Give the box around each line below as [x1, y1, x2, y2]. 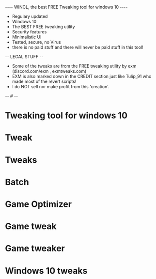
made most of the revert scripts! [12, 78, 77, 84]
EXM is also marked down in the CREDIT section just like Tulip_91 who [12, 74, 152, 79]
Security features [12, 29, 47, 34]
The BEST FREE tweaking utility [12, 24, 75, 30]
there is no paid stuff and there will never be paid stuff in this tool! [12, 45, 144, 50]
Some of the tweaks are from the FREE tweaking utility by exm [12, 63, 137, 69]
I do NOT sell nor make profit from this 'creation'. [12, 84, 110, 89]
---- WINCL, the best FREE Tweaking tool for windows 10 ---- [5, 4, 128, 10]
